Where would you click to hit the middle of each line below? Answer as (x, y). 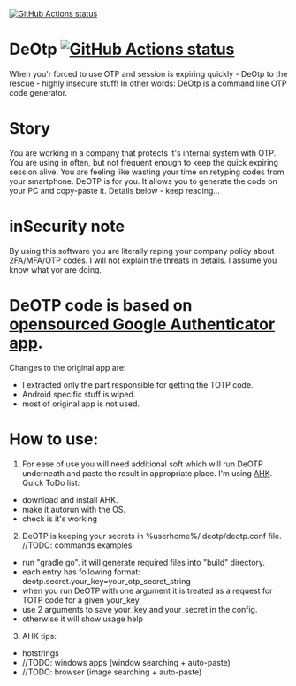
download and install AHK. (70, 499)
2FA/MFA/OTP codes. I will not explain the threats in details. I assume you (143, 260)
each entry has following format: (81, 572)
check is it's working (60, 519)
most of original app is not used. (80, 404)
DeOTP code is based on (101, 305)
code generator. (38, 92)
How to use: (54, 439)
